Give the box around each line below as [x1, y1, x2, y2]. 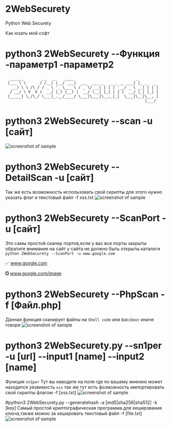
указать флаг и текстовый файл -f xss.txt [5, 194, 94, 200]
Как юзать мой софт [5, 30, 50, 36]
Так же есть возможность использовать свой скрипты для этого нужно [5, 189, 162, 195]
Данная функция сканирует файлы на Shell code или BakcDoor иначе [5, 316, 154, 322]
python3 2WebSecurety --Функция [5, 48, 160, 59]
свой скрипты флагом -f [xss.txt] [5, 389, 77, 395]
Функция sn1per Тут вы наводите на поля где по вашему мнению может [5, 378, 163, 384]
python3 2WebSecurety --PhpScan [5, 288, 159, 300]
